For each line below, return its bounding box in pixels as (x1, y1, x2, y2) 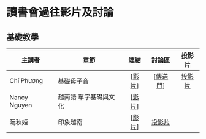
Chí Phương (9, 77, 44, 85)
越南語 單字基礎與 (58, 93, 109, 101)
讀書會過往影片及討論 (6, 5, 115, 20)
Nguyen (9, 101, 32, 109)
